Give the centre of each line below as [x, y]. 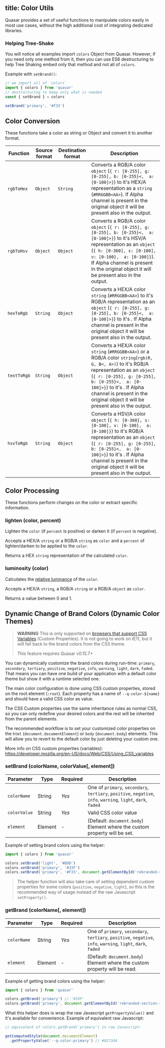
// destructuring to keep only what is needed [54, 92]
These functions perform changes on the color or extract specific [71, 503]
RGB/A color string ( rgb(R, [122, 358]
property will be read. [112, 969]
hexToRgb [18, 313]
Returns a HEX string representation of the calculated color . [67, 556]
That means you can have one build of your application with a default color [81, 673]
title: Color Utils [29, 8]
